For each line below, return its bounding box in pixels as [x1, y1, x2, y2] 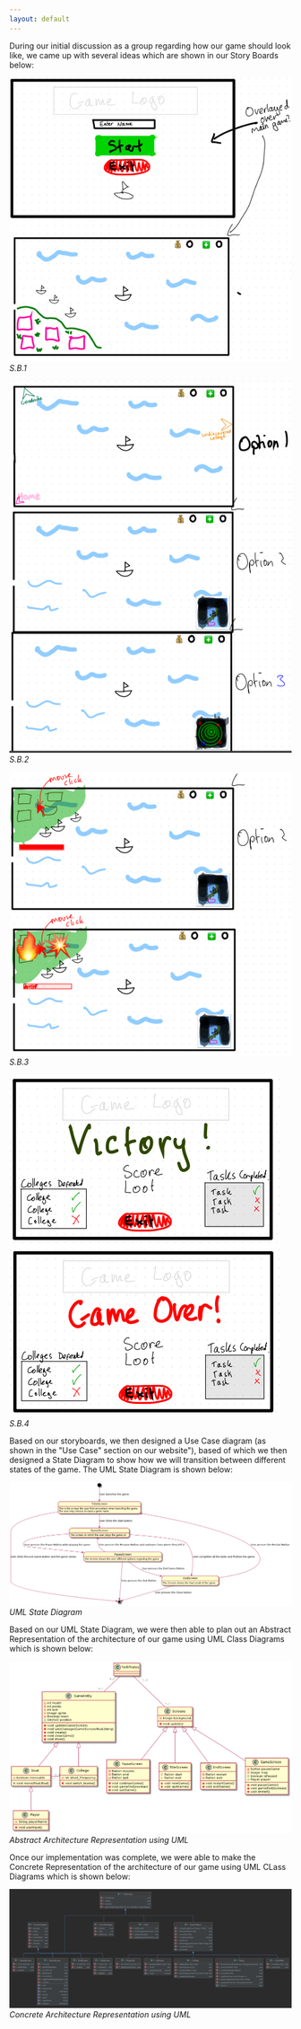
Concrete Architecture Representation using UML [9, 2009, 192, 2020]
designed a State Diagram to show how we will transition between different [9, 1455, 286, 1466]
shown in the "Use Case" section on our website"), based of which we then [9, 1445, 288, 1456]
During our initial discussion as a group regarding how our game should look [9, 40, 291, 51]
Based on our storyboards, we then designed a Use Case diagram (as [9, 1435, 267, 1446]
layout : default [9, 14, 70, 23]
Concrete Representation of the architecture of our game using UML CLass [9, 1862, 287, 1873]
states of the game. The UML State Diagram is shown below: [9, 1464, 233, 1475]
